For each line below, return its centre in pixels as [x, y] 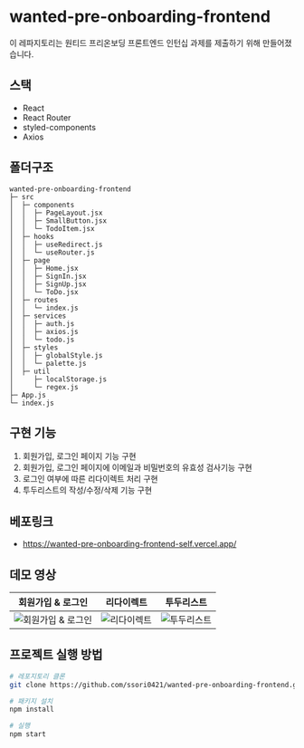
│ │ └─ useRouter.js [52, 252]
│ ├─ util [30, 371]
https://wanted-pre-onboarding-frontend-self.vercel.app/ [129, 544]
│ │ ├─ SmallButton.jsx [58, 221]
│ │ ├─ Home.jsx [44, 268]
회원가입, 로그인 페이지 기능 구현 [79, 456]
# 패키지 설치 [31, 701]
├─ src [22, 197]
